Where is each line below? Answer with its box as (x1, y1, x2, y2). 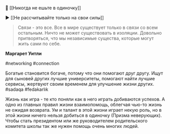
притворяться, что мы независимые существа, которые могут (17, 36, 154, 41)
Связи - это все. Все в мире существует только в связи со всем (17, 24, 158, 30)
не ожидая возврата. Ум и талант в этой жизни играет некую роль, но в (5, 107, 162, 113)
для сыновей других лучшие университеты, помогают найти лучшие (5, 76, 155, 81)
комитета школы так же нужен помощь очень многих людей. (5, 123, 139, 129)
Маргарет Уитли (5, 51, 42, 56)
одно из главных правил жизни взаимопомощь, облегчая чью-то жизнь (5, 102, 162, 108)
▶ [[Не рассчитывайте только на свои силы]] (5, 15, 104, 20)
